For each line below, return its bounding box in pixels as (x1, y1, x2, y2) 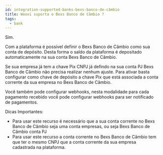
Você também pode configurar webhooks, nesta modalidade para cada (5, 89, 149, 95)
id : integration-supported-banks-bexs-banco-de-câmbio (5, 7, 120, 12)
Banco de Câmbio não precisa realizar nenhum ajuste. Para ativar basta (5, 69, 150, 75)
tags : (5, 16, 16, 21)
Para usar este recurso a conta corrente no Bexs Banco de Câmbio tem (12, 134, 157, 140)
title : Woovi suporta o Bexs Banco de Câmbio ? (5, 12, 105, 17)
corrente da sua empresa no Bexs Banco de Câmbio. (5, 79, 112, 85)
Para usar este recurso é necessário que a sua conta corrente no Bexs (12, 118, 155, 124)
